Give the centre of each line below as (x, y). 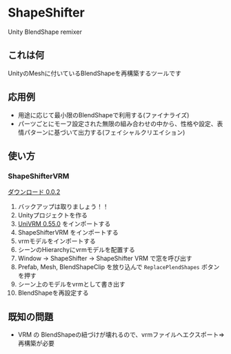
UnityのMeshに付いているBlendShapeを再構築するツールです (94, 73)
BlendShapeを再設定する (53, 293)
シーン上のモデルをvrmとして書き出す (72, 284)
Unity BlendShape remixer (45, 32)
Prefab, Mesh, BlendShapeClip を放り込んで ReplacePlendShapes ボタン (119, 267)
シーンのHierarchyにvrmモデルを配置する (76, 250)
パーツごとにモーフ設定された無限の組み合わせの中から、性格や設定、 (117, 124)
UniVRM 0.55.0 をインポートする (64, 224)
